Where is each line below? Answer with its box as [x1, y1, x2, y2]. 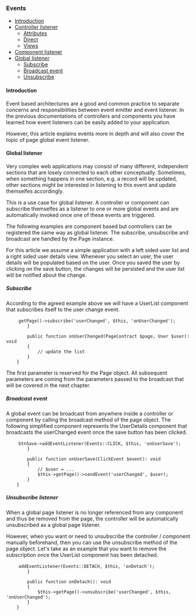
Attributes [23, 30, 47, 37]
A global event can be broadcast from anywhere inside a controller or [6, 410, 174, 417]
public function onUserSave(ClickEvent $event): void [27, 456, 161, 462]
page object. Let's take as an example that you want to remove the [6, 545, 167, 552]
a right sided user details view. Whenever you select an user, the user [6, 253, 174, 260]
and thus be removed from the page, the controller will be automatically [6, 515, 178, 522]
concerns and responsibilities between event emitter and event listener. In [6, 106, 184, 113]
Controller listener [14, 23, 59, 30]
